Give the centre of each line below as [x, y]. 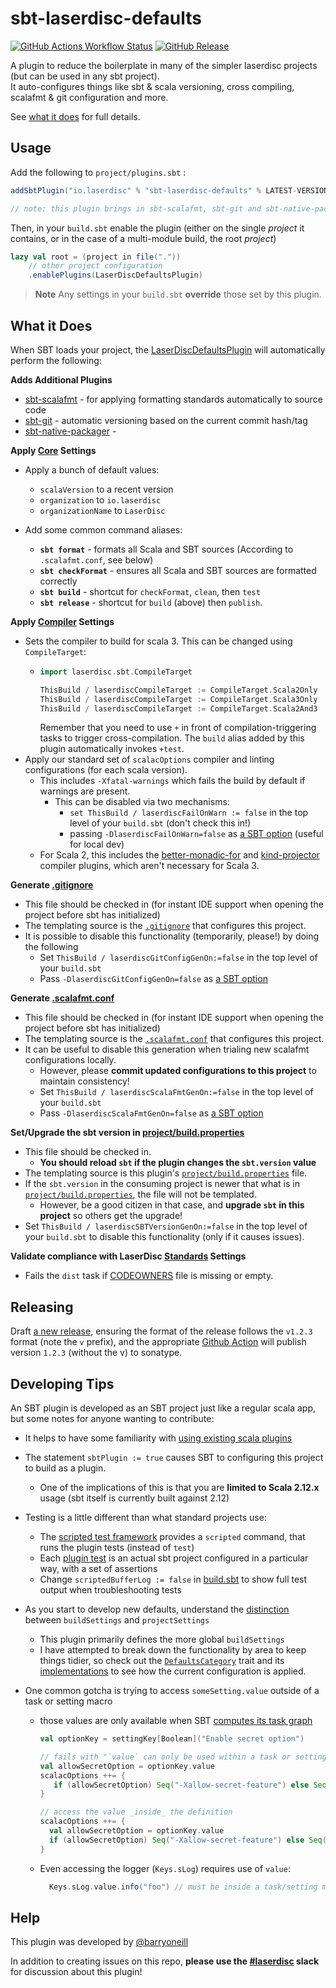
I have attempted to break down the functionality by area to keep [173, 1650]
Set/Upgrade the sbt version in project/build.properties [127, 1133]
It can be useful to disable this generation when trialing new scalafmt [167, 1049]
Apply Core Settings [53, 450]
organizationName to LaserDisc [102, 510]
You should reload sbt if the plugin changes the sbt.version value [178, 1163]
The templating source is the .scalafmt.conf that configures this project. [174, 1039]
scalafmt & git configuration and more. [89, 97]
